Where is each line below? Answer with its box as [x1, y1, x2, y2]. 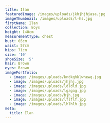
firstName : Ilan [5, 20, 38, 26]
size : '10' [5, 52, 27, 57]
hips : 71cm [5, 47, 27, 52]
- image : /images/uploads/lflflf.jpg [9, 97, 86, 102]
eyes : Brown [5, 66, 29, 71]
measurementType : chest [5, 34, 54, 39]
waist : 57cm [5, 43, 29, 48]
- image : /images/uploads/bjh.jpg [9, 92, 79, 97]
